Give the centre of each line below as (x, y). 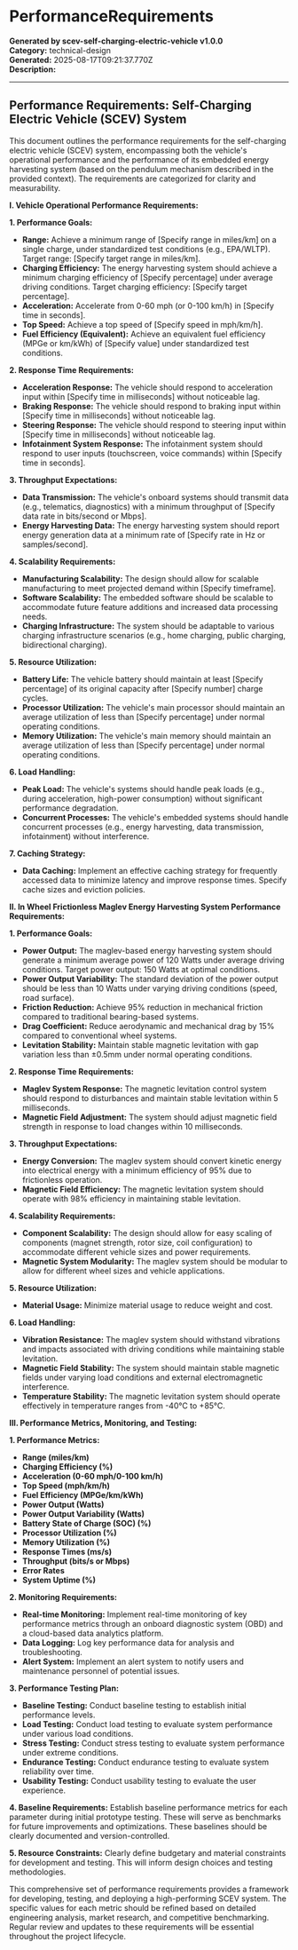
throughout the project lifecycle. (68, 1936)
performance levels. (59, 1715)
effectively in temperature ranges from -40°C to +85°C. (124, 1406)
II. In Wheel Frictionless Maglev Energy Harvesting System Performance (145, 907)
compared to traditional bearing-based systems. (110, 1016)
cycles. (35, 698)
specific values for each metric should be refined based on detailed (133, 1907)
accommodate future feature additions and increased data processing (150, 606)
